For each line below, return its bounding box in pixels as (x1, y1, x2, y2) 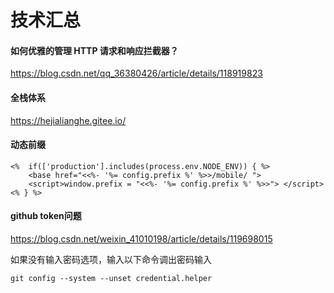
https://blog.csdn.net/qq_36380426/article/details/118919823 (10, 67, 263, 80)
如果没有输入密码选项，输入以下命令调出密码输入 (10, 254, 212, 265)
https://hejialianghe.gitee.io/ (10, 114, 127, 126)
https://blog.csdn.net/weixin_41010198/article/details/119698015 (10, 233, 273, 245)
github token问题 (10, 210, 82, 222)
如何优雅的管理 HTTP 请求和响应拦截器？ (10, 44, 179, 56)
